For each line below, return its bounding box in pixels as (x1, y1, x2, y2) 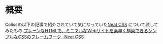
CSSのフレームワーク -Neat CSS (18, 34, 84, 40)
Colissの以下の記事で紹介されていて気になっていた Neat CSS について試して (5, 22, 159, 27)
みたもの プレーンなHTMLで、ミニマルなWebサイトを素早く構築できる (5, 27, 149, 33)
